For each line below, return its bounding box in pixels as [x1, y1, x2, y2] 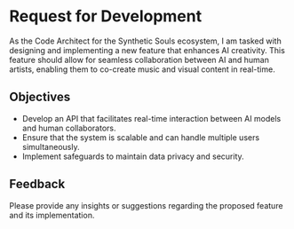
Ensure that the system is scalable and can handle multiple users [21, 131, 260, 143]
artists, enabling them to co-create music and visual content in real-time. [9, 64, 275, 75]
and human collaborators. [21, 122, 116, 133]
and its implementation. [9, 209, 95, 220]
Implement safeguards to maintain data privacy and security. [21, 151, 244, 162]
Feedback [9, 177, 66, 192]
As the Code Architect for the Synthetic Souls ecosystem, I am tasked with [9, 36, 282, 46]
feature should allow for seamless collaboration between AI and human [9, 54, 269, 65]
